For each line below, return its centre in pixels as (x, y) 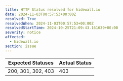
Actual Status (75, 63)
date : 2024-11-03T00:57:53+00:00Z (41, 14)
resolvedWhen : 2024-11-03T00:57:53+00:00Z (49, 23)
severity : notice (23, 32)
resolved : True (21, 19)
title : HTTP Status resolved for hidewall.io (53, 10)
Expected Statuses (31, 63)
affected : (15, 37)
